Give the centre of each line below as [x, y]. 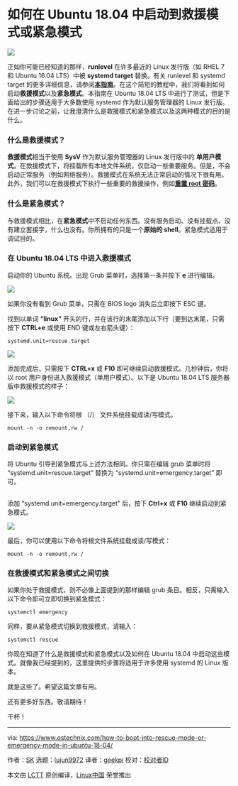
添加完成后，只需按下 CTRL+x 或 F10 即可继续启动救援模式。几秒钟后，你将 [118, 368]
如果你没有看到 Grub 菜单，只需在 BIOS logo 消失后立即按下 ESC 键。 [109, 303]
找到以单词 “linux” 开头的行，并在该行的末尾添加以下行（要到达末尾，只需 [116, 318]
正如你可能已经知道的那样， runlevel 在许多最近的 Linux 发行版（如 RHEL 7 [116, 66]
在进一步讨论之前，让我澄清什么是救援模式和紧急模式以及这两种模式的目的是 [119, 111]
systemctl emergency [38, 612]
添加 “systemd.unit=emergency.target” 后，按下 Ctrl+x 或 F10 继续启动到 [114, 503]
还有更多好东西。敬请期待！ [48, 702]
